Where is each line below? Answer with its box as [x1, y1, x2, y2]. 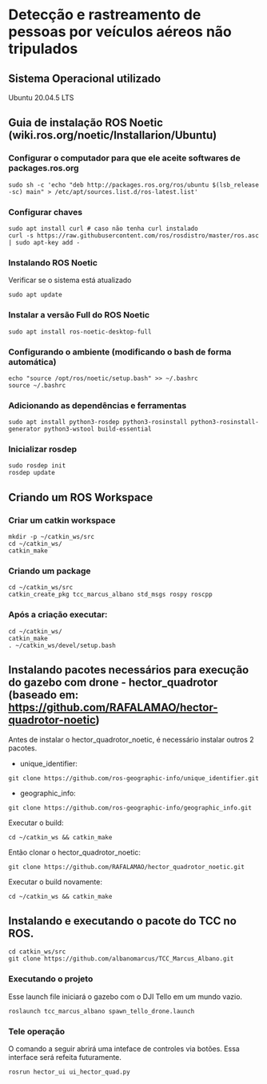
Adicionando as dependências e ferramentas [8, 399, 187, 411]
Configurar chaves [8, 206, 82, 217]
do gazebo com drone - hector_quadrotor [8, 676, 218, 690]
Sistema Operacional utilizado [8, 71, 161, 85]
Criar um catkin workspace [8, 515, 116, 526]
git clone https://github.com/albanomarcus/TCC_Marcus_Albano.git [8, 955, 234, 963]
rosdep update [8, 469, 56, 477]
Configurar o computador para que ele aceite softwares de [8, 152, 241, 164]
